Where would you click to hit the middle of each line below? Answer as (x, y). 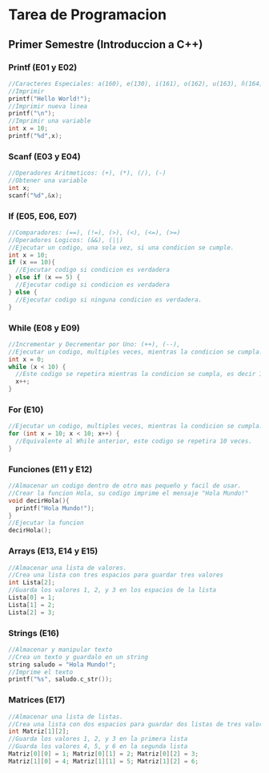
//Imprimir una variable (50, 121)
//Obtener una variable (48, 181)
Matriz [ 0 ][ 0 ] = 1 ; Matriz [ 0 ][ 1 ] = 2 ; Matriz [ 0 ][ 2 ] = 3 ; (103, 754)
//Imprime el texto (41, 672)
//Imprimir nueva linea (48, 106)
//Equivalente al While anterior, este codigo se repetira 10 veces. (134, 441)
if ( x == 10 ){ (32, 262)
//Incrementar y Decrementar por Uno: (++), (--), (94, 344)
